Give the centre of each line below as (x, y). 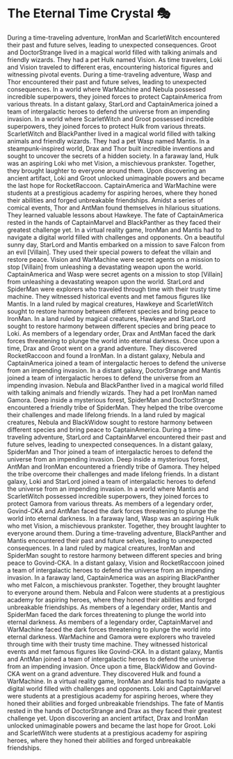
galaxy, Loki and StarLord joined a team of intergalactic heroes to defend (112, 481)
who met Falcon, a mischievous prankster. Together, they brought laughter (114, 585)
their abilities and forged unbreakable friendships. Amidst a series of (105, 200)
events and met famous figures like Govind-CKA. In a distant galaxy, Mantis (115, 651)
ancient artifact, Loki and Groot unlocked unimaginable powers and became (116, 178)
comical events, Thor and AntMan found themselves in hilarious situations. (114, 208)
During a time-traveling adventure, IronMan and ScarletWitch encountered (114, 37)
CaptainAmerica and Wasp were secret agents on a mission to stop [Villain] (115, 274)
